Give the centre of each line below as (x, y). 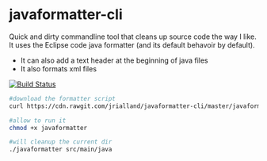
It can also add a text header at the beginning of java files (114, 60)
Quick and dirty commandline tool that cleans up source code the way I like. (133, 36)
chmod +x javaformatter (48, 128)
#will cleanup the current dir (61, 142)
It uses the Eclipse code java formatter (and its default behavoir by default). (132, 44)
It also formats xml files (59, 68)
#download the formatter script (62, 98)
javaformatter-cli (66, 15)
